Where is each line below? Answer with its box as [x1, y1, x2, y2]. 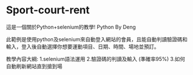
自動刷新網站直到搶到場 [6, 62, 62, 70]
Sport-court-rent [6, 3, 90, 17]
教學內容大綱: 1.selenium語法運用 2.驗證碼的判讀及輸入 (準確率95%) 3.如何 [6, 55, 185, 62]
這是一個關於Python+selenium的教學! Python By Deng [6, 23, 136, 30]
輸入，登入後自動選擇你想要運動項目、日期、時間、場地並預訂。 [6, 43, 159, 50]
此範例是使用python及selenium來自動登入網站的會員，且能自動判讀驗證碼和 [6, 35, 188, 42]
